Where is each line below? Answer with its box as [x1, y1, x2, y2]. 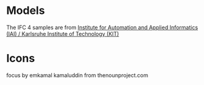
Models [6, 4, 45, 18]
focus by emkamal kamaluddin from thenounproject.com [6, 71, 149, 79]
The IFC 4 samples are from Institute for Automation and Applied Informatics [6, 24, 199, 31]
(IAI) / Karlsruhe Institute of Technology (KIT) [6, 30, 119, 37]
